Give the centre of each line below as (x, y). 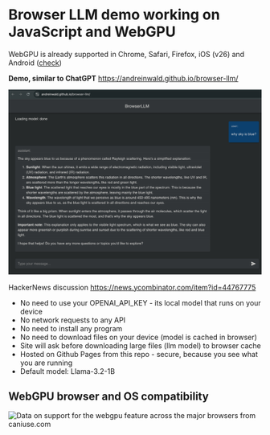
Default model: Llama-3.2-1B (67, 371)
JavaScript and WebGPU (92, 32)
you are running (46, 363)
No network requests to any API (73, 320)
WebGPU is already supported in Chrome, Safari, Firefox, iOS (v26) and (127, 54)
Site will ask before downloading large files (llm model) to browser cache (140, 345)
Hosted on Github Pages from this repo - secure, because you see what (139, 354)
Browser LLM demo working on (114, 15)
